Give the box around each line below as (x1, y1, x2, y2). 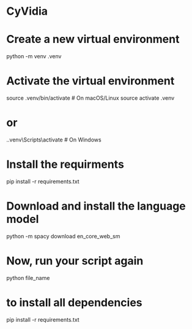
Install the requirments (6, 157, 124, 172)
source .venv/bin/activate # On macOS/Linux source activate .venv (6, 94, 175, 102)
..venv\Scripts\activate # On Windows (6, 136, 102, 143)
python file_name (6, 274, 50, 281)
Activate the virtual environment (6, 74, 175, 88)
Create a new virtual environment (6, 32, 180, 47)
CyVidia (6, 4, 48, 18)
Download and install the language (6, 199, 186, 213)
